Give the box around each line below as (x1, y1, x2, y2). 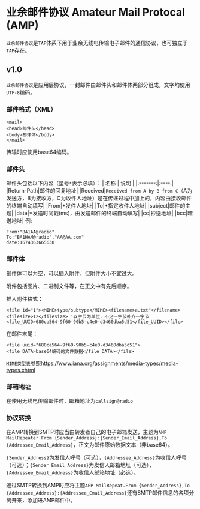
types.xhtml (6, 366, 36, 373)
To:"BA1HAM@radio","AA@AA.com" (6, 235, 84, 241)
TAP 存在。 (6, 46, 31, 54)
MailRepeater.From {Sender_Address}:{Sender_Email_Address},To (6, 435, 168, 441)
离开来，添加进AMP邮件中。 (6, 496, 76, 504)
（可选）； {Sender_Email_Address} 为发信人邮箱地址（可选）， (6, 462, 154, 469)
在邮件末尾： (6, 330, 38, 337)
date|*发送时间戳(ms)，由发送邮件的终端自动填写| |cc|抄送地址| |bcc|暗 (16, 209, 193, 217)
